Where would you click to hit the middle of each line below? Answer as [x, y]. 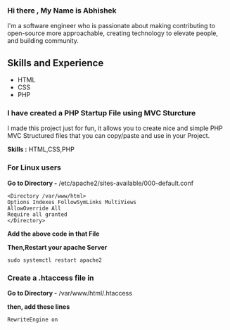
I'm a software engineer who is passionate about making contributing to [111, 26]
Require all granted [38, 214]
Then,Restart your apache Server [57, 247]
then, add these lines [39, 307]
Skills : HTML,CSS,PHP [41, 149]
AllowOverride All [34, 208]
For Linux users [34, 167]
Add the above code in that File [53, 234]
